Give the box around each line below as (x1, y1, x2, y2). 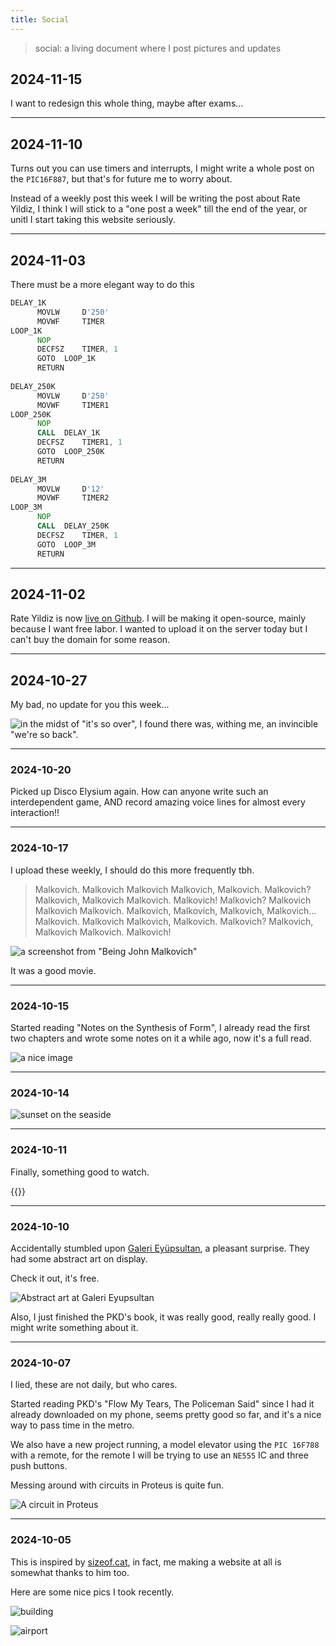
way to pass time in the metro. (10, 1419, 135, 1431)
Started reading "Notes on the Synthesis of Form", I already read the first (10, 1022, 311, 1034)
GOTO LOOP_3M (36, 539, 97, 550)
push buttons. (10, 1460, 68, 1472)
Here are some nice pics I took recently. (10, 1586, 175, 1598)
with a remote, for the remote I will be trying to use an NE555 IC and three (10, 1449, 309, 1461)
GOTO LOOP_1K (36, 354, 97, 364)
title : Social (10, 14, 70, 25)
